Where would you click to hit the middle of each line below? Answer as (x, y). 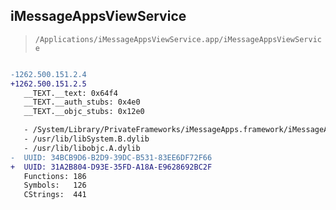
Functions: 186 (55, 176)
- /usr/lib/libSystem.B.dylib (86, 139)
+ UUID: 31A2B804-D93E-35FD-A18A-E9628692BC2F (111, 167)
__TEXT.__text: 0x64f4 (70, 93)
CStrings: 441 (55, 195)
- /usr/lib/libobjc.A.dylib (82, 148)
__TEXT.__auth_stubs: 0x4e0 (82, 102)
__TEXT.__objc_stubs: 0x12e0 (84, 112)
